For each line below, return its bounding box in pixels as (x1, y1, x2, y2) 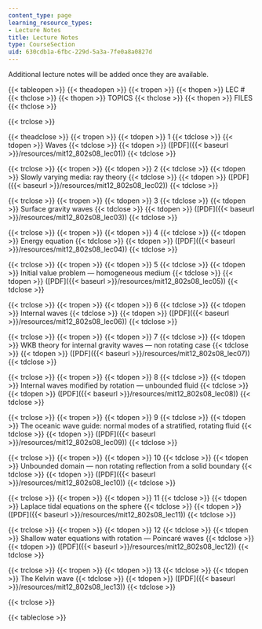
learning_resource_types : (8, 19, 93, 27)
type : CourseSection (8, 41, 76, 49)
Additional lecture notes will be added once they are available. (8, 70, 209, 79)
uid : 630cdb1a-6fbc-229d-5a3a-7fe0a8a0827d (8, 48, 153, 56)
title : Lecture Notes (8, 33, 79, 42)
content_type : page (8, 11, 72, 20)
